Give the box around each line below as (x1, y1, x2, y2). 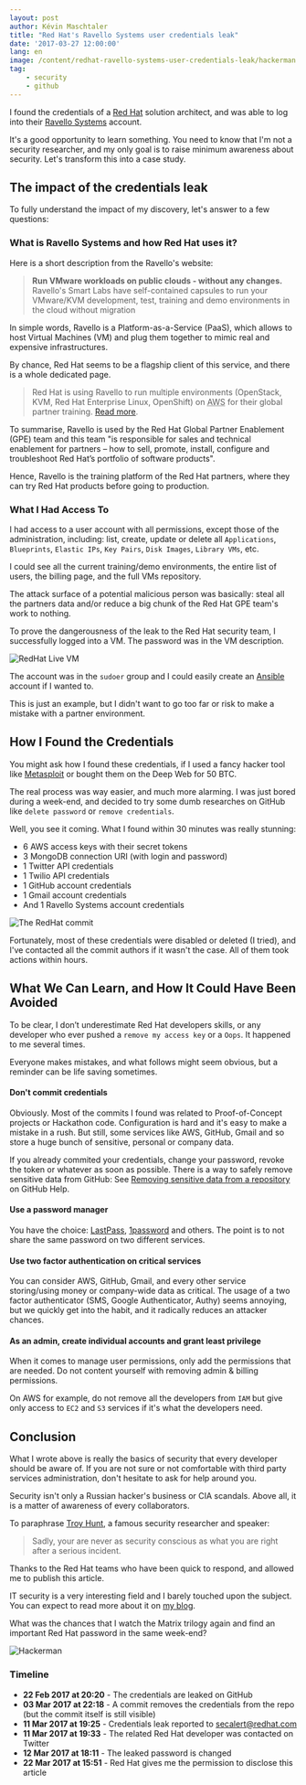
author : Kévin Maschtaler (9, 22, 108, 31)
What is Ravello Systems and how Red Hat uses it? (9, 237, 237, 250)
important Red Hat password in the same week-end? (9, 1628, 207, 1639)
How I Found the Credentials (9, 734, 174, 750)
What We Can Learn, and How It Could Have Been (9, 980, 297, 997)
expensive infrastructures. (9, 341, 108, 352)
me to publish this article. (9, 1573, 105, 1584)
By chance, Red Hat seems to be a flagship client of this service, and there (9, 358, 290, 370)
